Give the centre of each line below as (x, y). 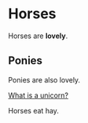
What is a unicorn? (38, 95)
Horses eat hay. (33, 110)
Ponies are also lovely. (44, 79)
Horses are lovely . (38, 36)
